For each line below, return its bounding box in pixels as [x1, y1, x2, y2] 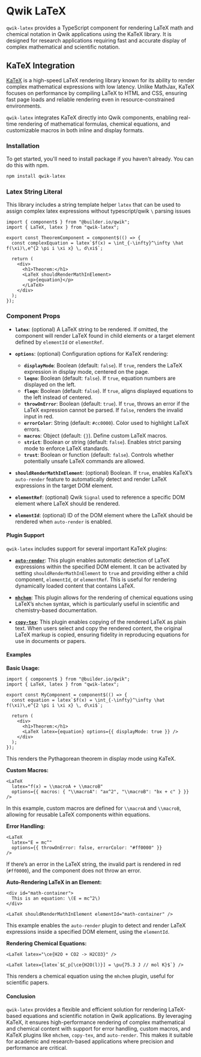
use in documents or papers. [14, 637, 86, 644]
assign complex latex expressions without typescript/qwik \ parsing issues [6, 207, 191, 215]
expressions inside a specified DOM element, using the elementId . [6, 928, 170, 935]
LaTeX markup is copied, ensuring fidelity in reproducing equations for [14, 631, 190, 638]
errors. [23, 425, 41, 433]
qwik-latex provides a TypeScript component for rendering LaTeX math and [6, 24, 194, 31]
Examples [6, 651, 32, 659]
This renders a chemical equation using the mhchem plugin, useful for [6, 972, 174, 979]
